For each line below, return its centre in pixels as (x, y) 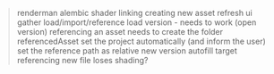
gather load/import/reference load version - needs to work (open (137, 22)
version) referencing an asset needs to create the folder (120, 32)
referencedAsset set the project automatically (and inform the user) (141, 41)
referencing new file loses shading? (82, 60)
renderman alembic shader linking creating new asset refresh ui (134, 13)
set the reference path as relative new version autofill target (127, 51)
